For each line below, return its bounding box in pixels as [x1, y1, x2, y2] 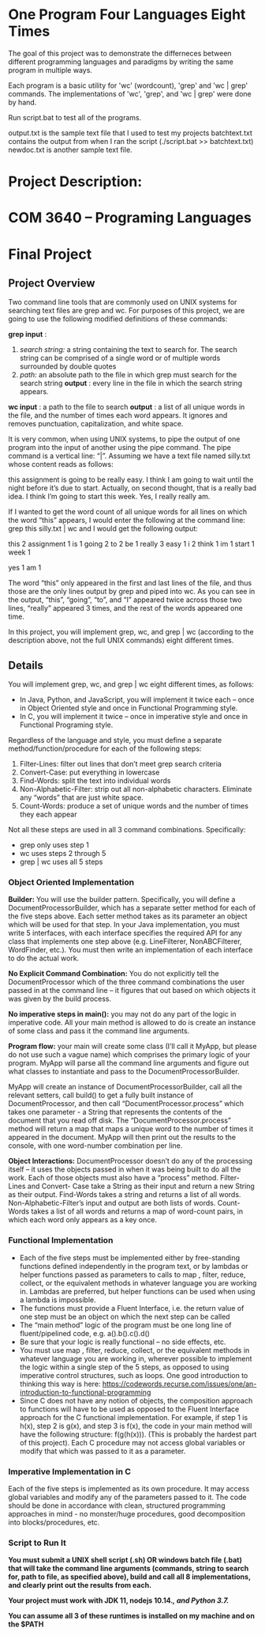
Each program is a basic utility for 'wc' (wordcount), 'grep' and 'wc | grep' [8, 81, 248, 90]
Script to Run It [8, 1537, 67, 1548]
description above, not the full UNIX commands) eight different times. [8, 635, 234, 646]
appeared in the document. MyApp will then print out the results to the [8, 1133, 237, 1142]
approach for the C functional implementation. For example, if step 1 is [19, 1412, 248, 1422]
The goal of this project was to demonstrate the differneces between [8, 48, 232, 58]
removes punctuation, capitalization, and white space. [8, 419, 184, 429]
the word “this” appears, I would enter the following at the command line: [8, 516, 246, 525]
